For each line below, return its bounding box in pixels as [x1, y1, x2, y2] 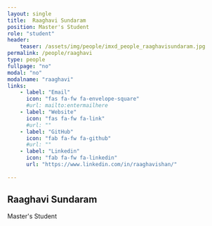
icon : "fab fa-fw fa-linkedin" [25, 154, 118, 162]
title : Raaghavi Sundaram [7, 17, 86, 24]
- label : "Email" [20, 89, 71, 96]
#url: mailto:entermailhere [25, 102, 109, 109]
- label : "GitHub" [20, 128, 74, 135]
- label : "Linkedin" [20, 148, 80, 155]
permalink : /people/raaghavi [7, 50, 93, 57]
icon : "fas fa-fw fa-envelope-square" [25, 96, 140, 103]
